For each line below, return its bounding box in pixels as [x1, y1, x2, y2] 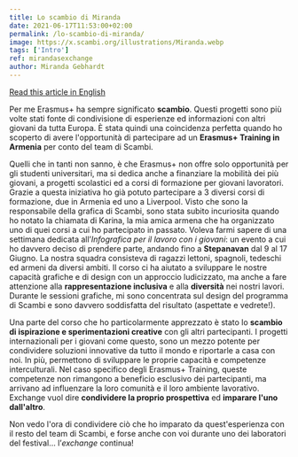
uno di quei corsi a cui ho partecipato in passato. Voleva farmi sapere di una [9, 224, 287, 235]
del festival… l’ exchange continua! [9, 438, 135, 448]
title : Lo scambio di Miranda [9, 12, 122, 22]
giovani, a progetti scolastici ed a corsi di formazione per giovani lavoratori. [9, 177, 284, 188]
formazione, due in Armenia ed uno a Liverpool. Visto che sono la [9, 196, 248, 206]
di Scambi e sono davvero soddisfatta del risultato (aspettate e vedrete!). [9, 299, 276, 310]
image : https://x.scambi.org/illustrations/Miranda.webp [9, 37, 224, 47]
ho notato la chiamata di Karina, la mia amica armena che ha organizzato [9, 214, 275, 226]
